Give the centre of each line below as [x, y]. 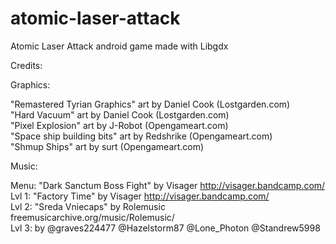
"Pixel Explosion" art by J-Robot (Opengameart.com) [119, 125]
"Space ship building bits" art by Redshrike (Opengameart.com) [141, 136]
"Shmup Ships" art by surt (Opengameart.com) [107, 146]
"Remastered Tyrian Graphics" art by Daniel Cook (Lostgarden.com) [150, 104]
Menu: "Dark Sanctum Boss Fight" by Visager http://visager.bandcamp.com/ [168, 185]
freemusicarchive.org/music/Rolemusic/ [92, 217]
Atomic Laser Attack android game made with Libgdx [119, 46]
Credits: [26, 65]
